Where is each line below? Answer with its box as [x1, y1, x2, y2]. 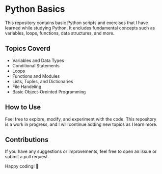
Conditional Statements [12, 62, 60, 68]
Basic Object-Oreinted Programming [12, 88, 86, 94]
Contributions [5, 135, 49, 144]
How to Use [5, 103, 41, 112]
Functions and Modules [12, 73, 60, 79]
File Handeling [12, 84, 42, 89]
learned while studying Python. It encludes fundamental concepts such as [5, 25, 155, 30]
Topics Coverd [5, 44, 51, 53]
